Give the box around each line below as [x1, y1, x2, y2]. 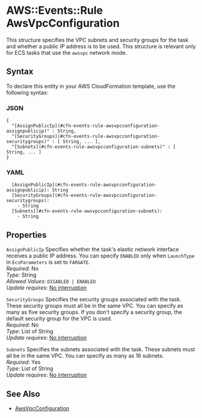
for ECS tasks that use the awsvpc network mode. [6, 49, 127, 56]
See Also [6, 389, 40, 399]
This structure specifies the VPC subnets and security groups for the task [6, 36, 189, 43]
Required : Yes [6, 358, 41, 366]
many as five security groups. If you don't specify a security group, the [6, 309, 182, 316]
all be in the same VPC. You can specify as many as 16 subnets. [6, 352, 164, 360]
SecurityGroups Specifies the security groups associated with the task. [6, 296, 182, 303]
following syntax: [6, 88, 49, 96]
